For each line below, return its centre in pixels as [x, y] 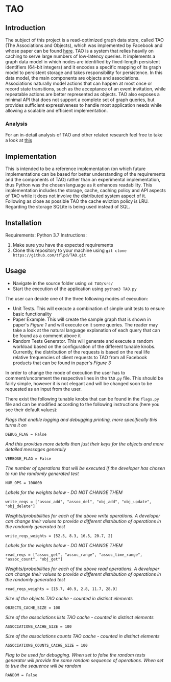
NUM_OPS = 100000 [24, 483]
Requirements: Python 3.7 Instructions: [46, 235]
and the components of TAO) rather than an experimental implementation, [83, 180]
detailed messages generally [36, 449]
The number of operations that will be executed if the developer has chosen [85, 468]
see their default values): [31, 410]
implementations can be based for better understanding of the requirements [86, 174]
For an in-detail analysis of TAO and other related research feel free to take [84, 135]
